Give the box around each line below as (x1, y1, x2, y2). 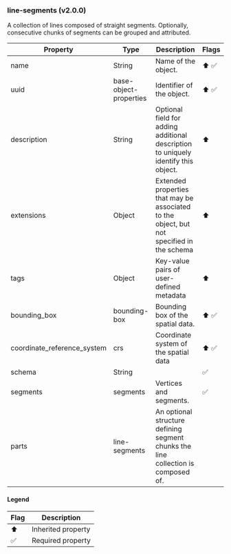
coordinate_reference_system (10, 343, 107, 353)
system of (155, 339, 188, 349)
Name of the (155, 57, 196, 66)
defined (155, 282, 181, 291)
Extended (155, 176, 187, 186)
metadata (155, 291, 186, 300)
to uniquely (155, 147, 192, 157)
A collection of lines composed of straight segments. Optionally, (7, 21, 189, 30)
